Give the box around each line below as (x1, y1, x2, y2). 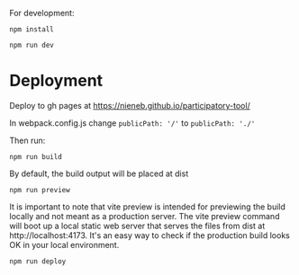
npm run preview (9, 185, 70, 194)
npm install (9, 25, 54, 34)
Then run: (9, 135, 46, 146)
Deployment (9, 71, 104, 91)
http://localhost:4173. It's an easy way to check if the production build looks (9, 229, 290, 241)
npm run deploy (9, 256, 67, 266)
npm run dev (9, 40, 54, 49)
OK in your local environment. (9, 239, 120, 250)
